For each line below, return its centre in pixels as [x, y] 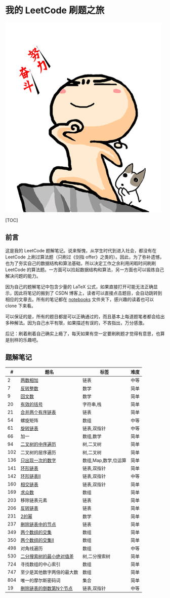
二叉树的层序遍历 [38, 452]
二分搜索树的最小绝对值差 [47, 556]
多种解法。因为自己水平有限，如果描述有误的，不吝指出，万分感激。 [76, 323]
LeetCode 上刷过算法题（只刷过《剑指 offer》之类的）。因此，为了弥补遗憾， [85, 257]
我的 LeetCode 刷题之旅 [55, 10]
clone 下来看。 [21, 306]
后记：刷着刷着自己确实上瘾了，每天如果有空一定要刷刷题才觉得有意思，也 [83, 333]
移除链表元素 [34, 500]
